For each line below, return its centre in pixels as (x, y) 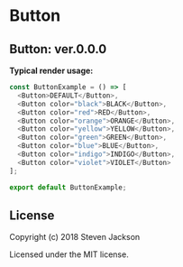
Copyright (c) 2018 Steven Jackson (75, 237)
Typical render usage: (51, 70)
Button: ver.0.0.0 (58, 49)
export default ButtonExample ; (68, 187)
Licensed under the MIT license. (69, 254)
